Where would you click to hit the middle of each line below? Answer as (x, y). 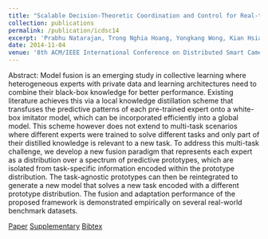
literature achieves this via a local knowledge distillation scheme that (121, 101)
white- (243, 109)
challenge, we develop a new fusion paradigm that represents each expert (130, 151)
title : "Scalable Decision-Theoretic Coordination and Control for (123, 16)
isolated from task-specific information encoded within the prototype (122, 168)
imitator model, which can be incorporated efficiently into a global (131, 118)
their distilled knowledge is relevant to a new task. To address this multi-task (134, 143)
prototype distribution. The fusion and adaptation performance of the (122, 194)
